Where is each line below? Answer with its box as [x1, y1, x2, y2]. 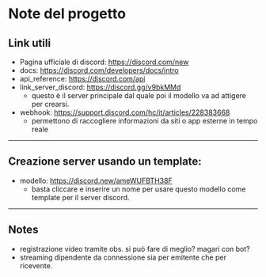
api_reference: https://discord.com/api [19, 74, 146, 83]
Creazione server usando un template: [8, 155, 202, 169]
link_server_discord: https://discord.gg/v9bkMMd [19, 82, 181, 92]
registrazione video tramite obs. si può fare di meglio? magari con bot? [19, 244, 251, 253]
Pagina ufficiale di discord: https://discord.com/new [19, 57, 189, 66]
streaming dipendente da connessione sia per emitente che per [19, 252, 227, 262]
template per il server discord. [31, 192, 130, 202]
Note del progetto [8, 5, 127, 23]
